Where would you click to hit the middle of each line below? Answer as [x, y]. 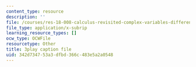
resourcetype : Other [31, 44]
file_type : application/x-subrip [47, 28]
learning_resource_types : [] [41, 33]
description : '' [26, 17]
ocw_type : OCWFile [28, 38]
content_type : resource [35, 11]
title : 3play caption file [39, 50]
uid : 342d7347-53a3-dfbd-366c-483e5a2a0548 [60, 55]
